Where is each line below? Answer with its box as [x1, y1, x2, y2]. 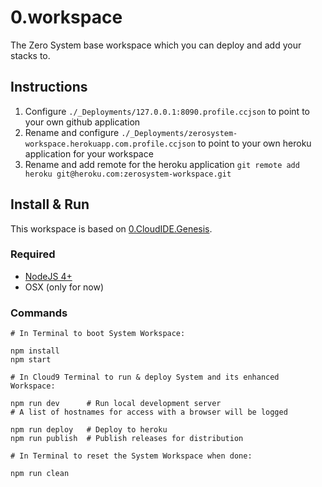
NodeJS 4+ [24, 270, 73, 282]
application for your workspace [24, 147, 154, 160]
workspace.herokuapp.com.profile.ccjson [24, 139, 196, 149]
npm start [10, 355, 52, 365]
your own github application [24, 116, 141, 128]
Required [10, 247, 56, 261]
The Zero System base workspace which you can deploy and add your [10, 39, 302, 51]
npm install [10, 346, 60, 356]
